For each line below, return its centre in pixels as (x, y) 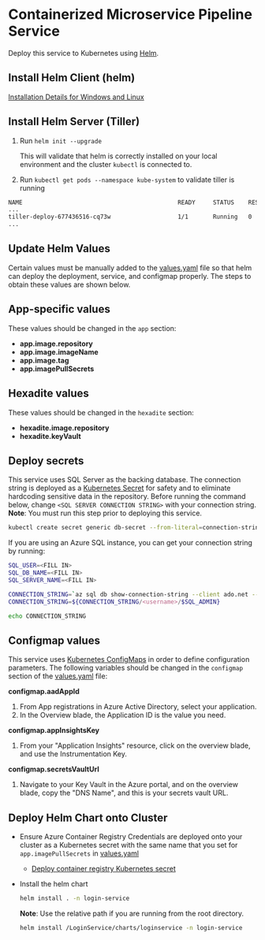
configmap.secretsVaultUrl (54, 769)
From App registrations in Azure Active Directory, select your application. (138, 707)
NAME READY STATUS (121, 202)
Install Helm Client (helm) (72, 78)
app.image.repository (56, 344)
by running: (27, 551)
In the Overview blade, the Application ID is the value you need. (123, 715)
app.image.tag (44, 360)
